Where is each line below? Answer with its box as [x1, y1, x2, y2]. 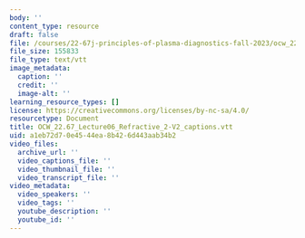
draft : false [9, 30, 59, 39]
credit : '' [17, 81, 59, 90]
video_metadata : [9, 182, 71, 191]
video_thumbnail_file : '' [17, 165, 116, 174]
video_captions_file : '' [17, 156, 112, 166]
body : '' [9, 13, 43, 23]
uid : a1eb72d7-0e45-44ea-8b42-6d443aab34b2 [9, 131, 177, 140]
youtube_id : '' [17, 214, 75, 224]
